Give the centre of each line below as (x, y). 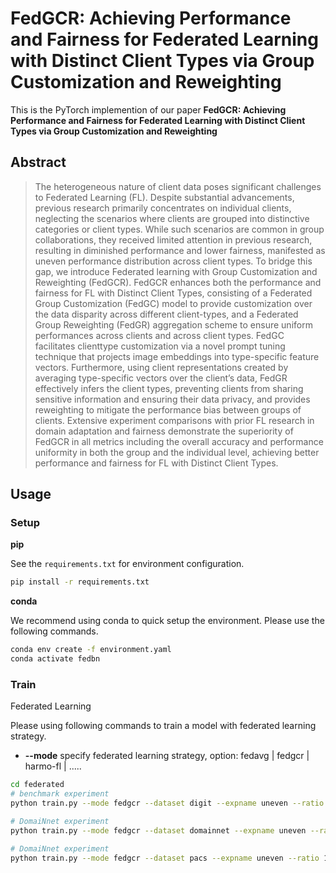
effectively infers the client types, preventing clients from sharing (169, 388)
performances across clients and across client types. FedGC (159, 335)
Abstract (38, 162)
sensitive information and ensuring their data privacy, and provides (172, 399)
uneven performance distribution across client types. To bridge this (173, 261)
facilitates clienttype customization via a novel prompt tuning (160, 346)
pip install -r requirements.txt (80, 582)
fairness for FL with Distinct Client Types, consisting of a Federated (173, 293)
